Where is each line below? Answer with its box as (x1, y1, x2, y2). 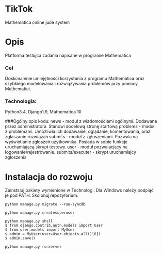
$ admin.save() (5, 236, 36, 241)
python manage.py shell (5, 219, 53, 224)
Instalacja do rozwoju (5, 171, 93, 182)
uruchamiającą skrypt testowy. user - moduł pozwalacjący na (5, 144, 128, 150)
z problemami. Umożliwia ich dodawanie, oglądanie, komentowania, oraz (5, 128, 151, 134)
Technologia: (5, 98, 37, 105)
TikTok (5, 3, 33, 15)
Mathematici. (5, 86, 32, 92)
